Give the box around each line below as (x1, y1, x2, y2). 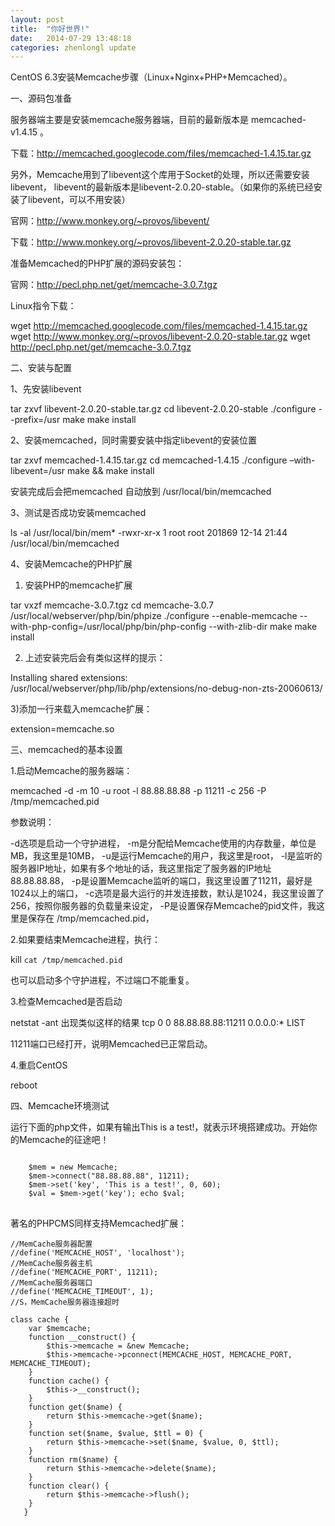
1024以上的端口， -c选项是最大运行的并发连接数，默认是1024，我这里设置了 (10, 887, 325, 900)
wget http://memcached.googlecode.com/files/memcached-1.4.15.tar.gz (10, 320, 308, 332)
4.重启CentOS (10, 1059, 68, 1071)
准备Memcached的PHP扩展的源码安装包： (10, 257, 185, 270)
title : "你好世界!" (10, 24, 90, 34)
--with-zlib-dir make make (208, 621, 318, 633)
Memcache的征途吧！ (18, 1134, 110, 1146)
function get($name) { (28, 1402, 123, 1413)
